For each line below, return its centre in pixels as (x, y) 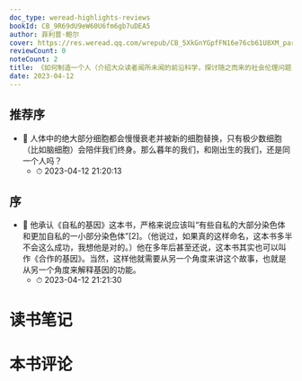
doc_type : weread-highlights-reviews (80, 18)
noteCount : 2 (34, 59)
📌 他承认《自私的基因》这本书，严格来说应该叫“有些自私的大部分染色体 (154, 225)
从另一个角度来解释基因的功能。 (81, 270)
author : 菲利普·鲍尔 (44, 34)
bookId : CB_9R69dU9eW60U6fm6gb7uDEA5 (80, 26)
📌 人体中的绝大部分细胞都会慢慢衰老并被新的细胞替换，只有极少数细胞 (152, 138)
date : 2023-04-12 (42, 76)
